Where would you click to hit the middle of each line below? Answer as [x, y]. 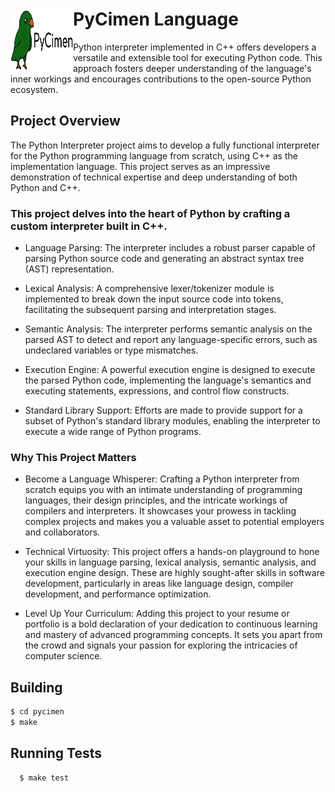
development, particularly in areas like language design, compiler [159, 584]
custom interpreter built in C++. [89, 226]
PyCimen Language [156, 19]
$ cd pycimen [37, 712]
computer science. [63, 656]
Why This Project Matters [73, 457]
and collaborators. [62, 532]
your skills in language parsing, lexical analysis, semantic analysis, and [170, 562]
